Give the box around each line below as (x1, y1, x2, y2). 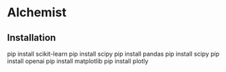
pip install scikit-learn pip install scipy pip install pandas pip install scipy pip (7, 50, 220, 58)
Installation (7, 32, 56, 43)
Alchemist (7, 5, 67, 20)
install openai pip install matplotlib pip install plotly (7, 57, 149, 65)
